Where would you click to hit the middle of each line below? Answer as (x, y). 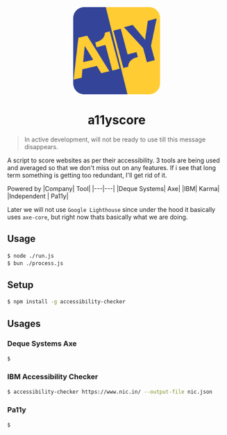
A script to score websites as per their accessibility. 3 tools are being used (113, 160)
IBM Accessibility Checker (53, 376)
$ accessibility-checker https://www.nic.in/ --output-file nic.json (110, 392)
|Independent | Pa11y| (38, 196)
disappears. (41, 146)
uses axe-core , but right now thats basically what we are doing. (98, 217)
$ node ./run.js (31, 256)
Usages (24, 323)
